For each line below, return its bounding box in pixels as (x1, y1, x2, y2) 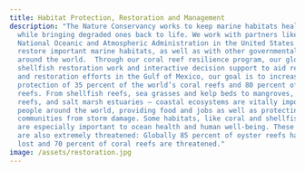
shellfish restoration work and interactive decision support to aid (17, 64, 286, 73)
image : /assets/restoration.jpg (9, 147, 132, 157)
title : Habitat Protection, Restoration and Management (9, 13, 225, 23)
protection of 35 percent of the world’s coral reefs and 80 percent (17, 81, 286, 90)
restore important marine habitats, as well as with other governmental (17, 47, 299, 56)
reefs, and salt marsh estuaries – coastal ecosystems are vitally (17, 97, 279, 107)
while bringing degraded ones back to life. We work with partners (17, 30, 279, 39)
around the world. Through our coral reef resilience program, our (17, 55, 282, 64)
